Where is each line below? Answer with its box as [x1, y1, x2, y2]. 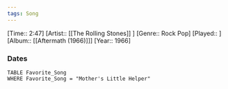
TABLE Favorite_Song [7, 69, 67, 76]
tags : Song [7, 10, 39, 17]
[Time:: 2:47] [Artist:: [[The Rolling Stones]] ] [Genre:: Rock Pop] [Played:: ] [7, 29, 222, 37]
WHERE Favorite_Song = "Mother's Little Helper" [7, 75, 151, 82]
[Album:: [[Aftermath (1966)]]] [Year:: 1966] [7, 36, 131, 45]
